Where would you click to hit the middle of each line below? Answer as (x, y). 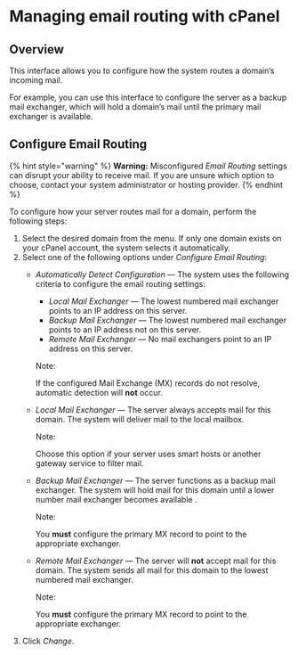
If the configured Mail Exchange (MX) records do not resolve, (148, 383)
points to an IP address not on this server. (125, 329)
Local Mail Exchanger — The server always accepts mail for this (153, 409)
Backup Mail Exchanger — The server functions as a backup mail (155, 480)
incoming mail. (36, 80)
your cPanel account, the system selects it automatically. (126, 248)
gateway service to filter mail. (89, 463)
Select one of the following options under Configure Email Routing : (145, 257)
